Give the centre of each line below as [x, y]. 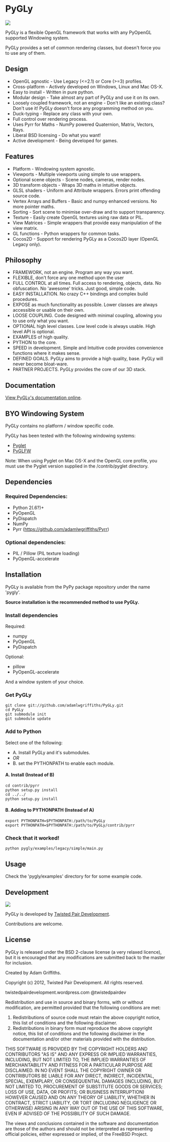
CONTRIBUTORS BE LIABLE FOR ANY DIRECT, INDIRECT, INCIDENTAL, [80, 1076]
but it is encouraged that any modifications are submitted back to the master [85, 957]
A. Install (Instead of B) [30, 775]
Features [20, 157]
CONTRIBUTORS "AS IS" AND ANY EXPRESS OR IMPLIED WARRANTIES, [81, 1054]
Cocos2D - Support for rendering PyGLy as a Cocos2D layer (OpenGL [86, 239]
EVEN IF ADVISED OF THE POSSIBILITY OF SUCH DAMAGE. [68, 1113]
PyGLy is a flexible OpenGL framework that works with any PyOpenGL [78, 32]
